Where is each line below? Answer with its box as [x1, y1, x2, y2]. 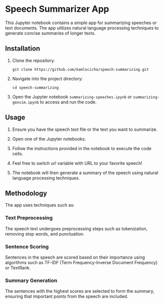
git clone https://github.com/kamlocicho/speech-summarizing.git [12, 67, 149, 72]
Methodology [5, 189, 48, 197]
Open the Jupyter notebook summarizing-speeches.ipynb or [12, 93, 132, 99]
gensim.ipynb [12, 100, 39, 105]
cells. [12, 151, 24, 156]
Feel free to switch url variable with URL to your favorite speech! [12, 160, 142, 166]
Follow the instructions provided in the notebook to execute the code [12, 145, 152, 151]
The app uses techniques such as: [5, 202, 75, 208]
